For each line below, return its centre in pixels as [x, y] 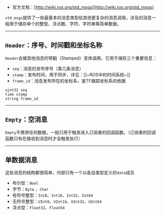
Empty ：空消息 [26, 120]
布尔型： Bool [25, 183]
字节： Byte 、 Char [30, 189]
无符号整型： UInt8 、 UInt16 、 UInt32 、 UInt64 [57, 202]
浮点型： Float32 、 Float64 [39, 208]
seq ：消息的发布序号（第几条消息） [48, 68]
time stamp [16, 94]
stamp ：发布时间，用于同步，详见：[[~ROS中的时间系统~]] [71, 75]
